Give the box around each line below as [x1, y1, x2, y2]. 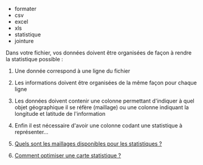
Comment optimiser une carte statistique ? [14, 152, 122, 159]
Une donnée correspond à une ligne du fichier [14, 67, 131, 75]
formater [14, 5, 37, 12]
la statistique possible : [5, 56, 63, 62]
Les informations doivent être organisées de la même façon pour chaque [14, 79, 197, 86]
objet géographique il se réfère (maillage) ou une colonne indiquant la [14, 104, 189, 111]
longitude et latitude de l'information [14, 110, 106, 117]
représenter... [14, 129, 49, 135]
